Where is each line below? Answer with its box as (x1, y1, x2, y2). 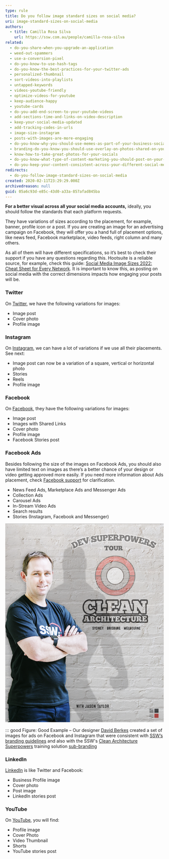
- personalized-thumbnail (10, 72, 64, 77)
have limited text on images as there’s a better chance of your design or (5, 466, 154, 472)
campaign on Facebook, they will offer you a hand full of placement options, (5, 229, 163, 235)
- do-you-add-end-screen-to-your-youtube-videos (10, 109, 114, 114)
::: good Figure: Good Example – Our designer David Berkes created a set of (5, 727, 162, 733)
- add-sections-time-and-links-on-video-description (10, 114, 123, 119)
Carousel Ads (12, 497, 41, 504)
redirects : (5, 168, 28, 173)
